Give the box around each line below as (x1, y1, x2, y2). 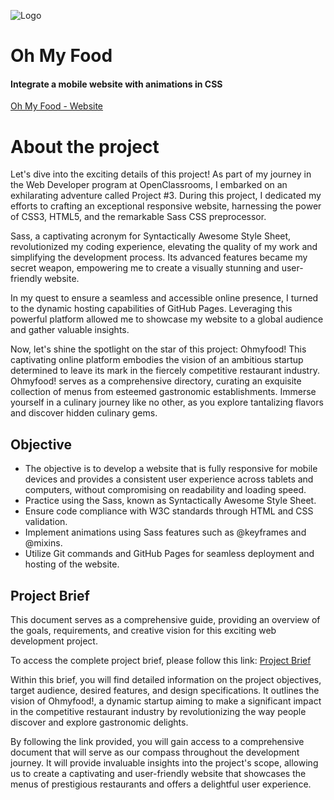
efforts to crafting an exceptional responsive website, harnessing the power (10, 200, 322, 212)
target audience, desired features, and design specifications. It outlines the (10, 684, 320, 696)
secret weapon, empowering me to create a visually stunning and (10, 262, 280, 274)
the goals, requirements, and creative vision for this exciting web (10, 624, 277, 636)
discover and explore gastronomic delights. (10, 716, 189, 728)
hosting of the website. (24, 558, 120, 570)
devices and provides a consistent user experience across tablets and (24, 473, 314, 485)
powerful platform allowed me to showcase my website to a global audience (10, 313, 324, 325)
